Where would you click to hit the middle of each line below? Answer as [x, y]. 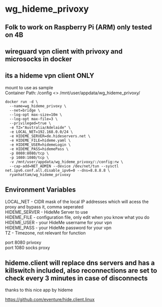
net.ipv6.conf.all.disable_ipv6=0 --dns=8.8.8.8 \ [58, 170]
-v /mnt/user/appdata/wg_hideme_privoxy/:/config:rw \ [66, 162]
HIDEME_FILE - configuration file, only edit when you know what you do [77, 217]
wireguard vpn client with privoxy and [64, 51]
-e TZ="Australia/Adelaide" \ [40, 128]
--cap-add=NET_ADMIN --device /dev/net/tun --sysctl [64, 166]
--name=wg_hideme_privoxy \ [38, 106]
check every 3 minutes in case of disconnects [76, 278]
